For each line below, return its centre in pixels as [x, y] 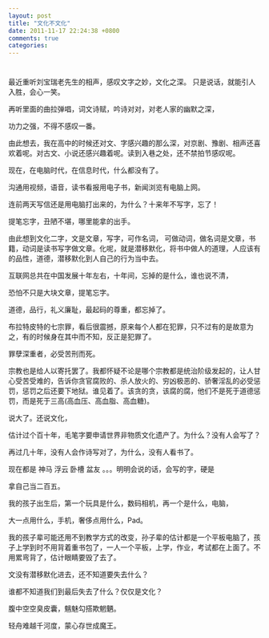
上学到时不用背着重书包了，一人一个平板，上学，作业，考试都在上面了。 [134, 547]
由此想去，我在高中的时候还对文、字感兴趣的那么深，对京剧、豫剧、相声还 [131, 143]
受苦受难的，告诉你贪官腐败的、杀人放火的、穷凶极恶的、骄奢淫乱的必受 [134, 381]
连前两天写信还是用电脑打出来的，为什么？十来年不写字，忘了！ [113, 205]
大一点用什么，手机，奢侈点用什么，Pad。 [78, 520]
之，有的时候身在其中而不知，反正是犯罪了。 [82, 337]
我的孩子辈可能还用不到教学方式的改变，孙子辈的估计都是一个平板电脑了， [131, 538]
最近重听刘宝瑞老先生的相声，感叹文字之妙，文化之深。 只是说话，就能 [125, 82]
